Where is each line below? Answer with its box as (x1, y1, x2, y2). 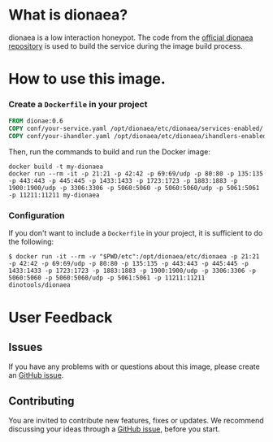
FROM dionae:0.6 (8, 117, 63, 125)
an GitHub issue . (8, 370, 64, 380)
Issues (8, 340, 43, 354)
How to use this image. (8, 70, 167, 89)
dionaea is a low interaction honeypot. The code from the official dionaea (8, 32, 253, 42)
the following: (8, 237, 54, 247)
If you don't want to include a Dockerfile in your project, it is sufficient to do (8, 228, 263, 238)
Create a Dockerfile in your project (8, 99, 148, 110)
